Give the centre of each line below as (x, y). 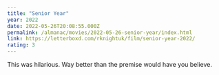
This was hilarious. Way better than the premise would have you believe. (109, 64)
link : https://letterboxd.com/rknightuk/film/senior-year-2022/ (101, 39)
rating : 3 (21, 45)
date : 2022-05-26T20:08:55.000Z (53, 26)
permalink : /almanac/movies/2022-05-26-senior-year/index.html (100, 32)
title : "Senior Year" (38, 13)
